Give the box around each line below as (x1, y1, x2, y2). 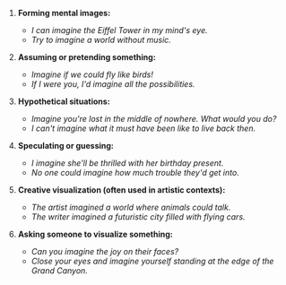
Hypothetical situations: (17, 96, 110, 107)
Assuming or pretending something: (17, 52, 157, 62)
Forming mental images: (17, 8, 111, 18)
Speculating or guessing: (17, 141, 115, 151)
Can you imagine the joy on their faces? (30, 246, 179, 256)
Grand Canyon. (30, 265, 88, 276)
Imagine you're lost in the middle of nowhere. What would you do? (30, 114, 277, 124)
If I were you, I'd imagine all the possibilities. (30, 79, 195, 89)
